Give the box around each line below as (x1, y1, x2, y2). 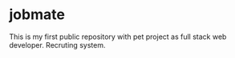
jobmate (9, 6, 65, 24)
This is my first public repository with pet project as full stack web (9, 32, 227, 41)
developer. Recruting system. (9, 40, 106, 49)
